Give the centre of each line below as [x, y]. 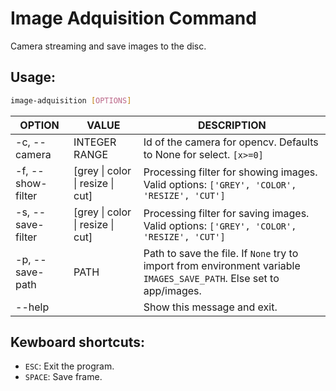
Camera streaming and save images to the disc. [108, 46]
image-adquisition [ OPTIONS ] [71, 100]
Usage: [33, 77]
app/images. [172, 290]
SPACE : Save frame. [63, 377]
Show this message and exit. [210, 307]
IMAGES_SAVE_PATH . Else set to [211, 278]
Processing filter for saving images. [226, 213]
